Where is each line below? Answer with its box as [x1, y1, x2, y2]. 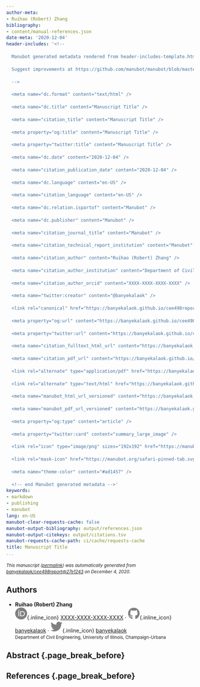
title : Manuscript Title [6, 544, 68, 550]
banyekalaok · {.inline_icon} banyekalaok [14, 627, 127, 634]
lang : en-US [6, 513, 36, 519]
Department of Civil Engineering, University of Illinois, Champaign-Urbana [14, 634, 166, 640]
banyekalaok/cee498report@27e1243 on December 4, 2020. [6, 569, 131, 575]
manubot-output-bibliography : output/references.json [6, 525, 143, 531]
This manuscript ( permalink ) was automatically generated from [6, 562, 136, 568]
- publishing [6, 500, 39, 506]
